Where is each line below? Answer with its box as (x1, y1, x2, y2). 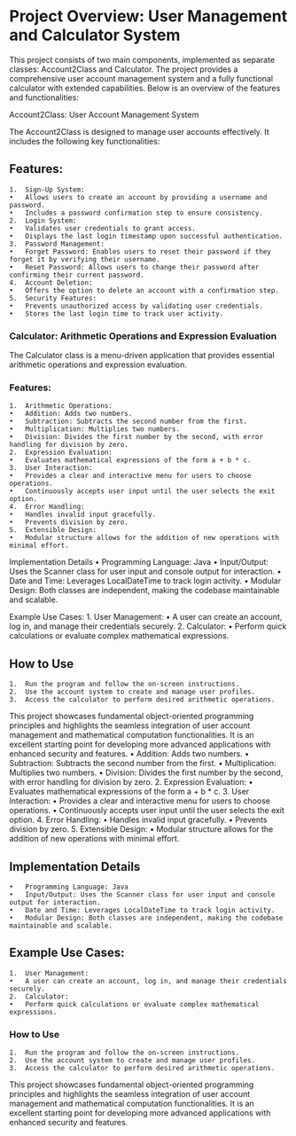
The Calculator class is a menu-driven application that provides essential (9, 350, 275, 361)
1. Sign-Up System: (9, 184, 86, 194)
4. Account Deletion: (9, 278, 93, 287)
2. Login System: (9, 215, 77, 225)
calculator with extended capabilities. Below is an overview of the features (9, 82, 281, 93)
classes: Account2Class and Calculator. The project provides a (9, 64, 238, 74)
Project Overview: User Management (9, 6, 288, 27)
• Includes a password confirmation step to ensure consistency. (9, 208, 264, 217)
